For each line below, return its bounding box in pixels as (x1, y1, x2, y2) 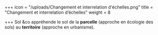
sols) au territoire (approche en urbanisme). (4, 24, 95, 30)
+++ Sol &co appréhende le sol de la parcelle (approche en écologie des (4, 19, 154, 25)
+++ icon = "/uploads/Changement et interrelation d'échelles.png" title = (4, 4, 153, 10)
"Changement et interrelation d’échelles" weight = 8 (4, 9, 111, 15)
